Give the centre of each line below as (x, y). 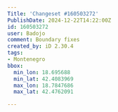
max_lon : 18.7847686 (44, 85)
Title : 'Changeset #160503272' (53, 14)
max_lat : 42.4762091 (44, 92)
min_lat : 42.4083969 (44, 79)
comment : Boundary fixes (44, 40)
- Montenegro (26, 59)
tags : (15, 53)
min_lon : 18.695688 (42, 72)
